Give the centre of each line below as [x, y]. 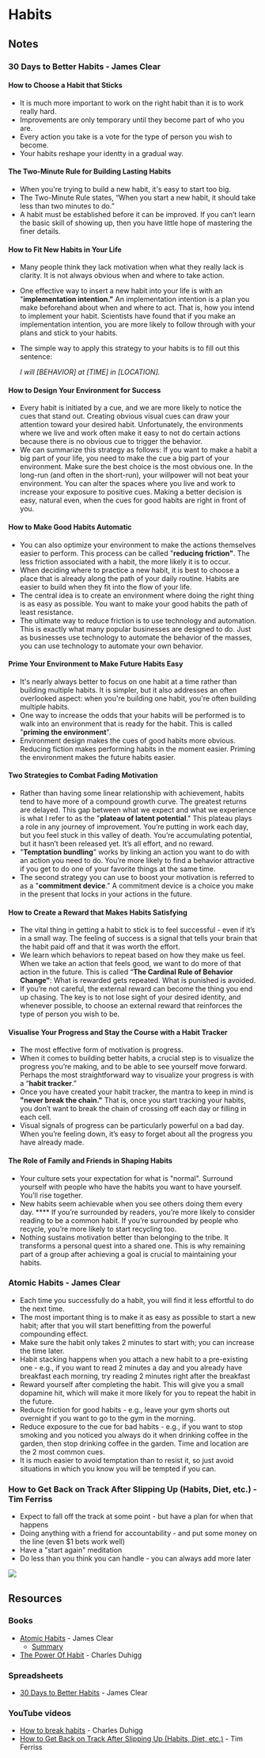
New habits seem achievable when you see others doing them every [131, 1203]
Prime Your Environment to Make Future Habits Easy [96, 664]
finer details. [40, 231]
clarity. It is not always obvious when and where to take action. [122, 276]
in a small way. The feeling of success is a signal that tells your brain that [138, 938]
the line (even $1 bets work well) [72, 1542]
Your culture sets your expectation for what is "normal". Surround [126, 1178]
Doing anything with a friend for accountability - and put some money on [138, 1533]
